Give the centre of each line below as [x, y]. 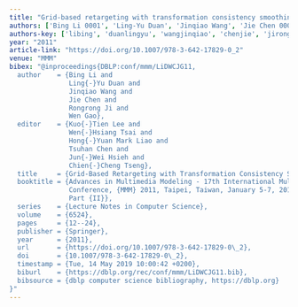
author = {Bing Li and [65, 75]
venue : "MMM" [33, 58]
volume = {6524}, [55, 215]
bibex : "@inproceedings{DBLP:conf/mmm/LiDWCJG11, [103, 67]
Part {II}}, [91, 199]
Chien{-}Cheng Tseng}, [110, 165]
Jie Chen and [93, 100]
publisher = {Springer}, [63, 231]
